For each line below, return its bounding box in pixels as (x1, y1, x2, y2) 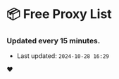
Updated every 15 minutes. (6, 36, 101, 46)
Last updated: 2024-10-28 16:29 (16, 52, 110, 60)
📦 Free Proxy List (6, 6, 112, 22)
